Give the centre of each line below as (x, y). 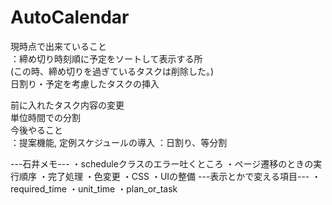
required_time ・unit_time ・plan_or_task (94, 188)
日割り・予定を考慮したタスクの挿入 (85, 83)
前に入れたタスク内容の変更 (67, 105)
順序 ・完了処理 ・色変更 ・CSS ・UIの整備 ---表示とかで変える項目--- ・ (170, 176)
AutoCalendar (70, 17)
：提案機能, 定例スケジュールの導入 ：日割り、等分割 (119, 142)
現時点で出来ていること (58, 46)
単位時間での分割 (45, 117)
